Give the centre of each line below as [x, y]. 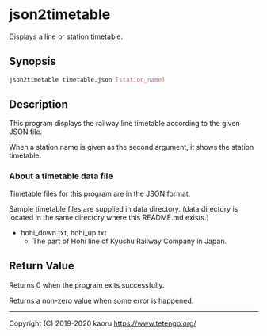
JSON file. [26, 132]
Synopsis [32, 61]
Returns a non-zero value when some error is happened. [101, 300]
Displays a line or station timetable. [66, 36]
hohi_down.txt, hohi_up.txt [63, 232]
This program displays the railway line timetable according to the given [124, 124]
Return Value [42, 266]
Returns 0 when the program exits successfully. [87, 285]
